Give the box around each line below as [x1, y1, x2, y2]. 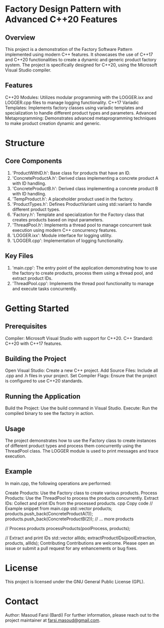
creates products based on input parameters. [12, 217, 104, 222]
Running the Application [5, 392, 81, 400]
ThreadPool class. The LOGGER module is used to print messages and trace [5, 448, 159, 454]
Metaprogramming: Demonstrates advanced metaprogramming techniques [5, 115, 157, 121]
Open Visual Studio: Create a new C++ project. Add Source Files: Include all [5, 367, 158, 373]
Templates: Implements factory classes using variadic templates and [5, 104, 143, 111]
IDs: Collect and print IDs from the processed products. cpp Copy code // [5, 500, 153, 506]
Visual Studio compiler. [5, 67, 51, 73]
